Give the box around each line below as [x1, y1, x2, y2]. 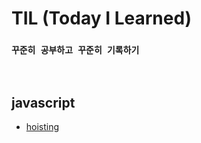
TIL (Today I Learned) [11, 7, 193, 30]
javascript [11, 94, 76, 111]
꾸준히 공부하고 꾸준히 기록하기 [11, 45, 140, 56]
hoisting [25, 121, 60, 133]
